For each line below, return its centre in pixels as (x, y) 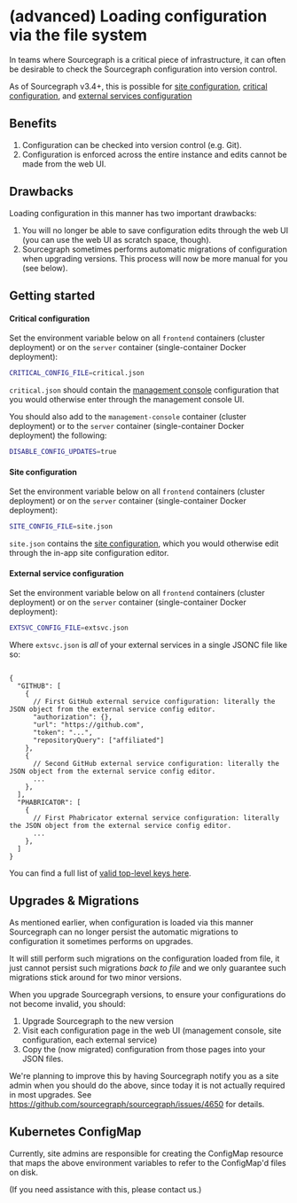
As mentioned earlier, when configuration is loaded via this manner (132, 922)
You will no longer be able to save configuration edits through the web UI (155, 230)
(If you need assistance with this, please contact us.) (106, 1189)
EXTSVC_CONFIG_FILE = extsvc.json (69, 628)
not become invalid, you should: (67, 1004)
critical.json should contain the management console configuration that (144, 390)
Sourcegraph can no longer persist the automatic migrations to (124, 932)
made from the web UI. (64, 164)
